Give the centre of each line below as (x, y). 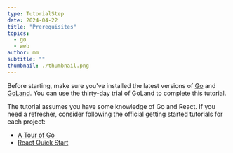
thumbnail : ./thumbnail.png (48, 66)
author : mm (23, 53)
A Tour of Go (36, 135)
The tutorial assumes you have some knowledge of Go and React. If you (111, 106)
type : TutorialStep (36, 14)
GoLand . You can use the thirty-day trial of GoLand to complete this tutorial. (117, 93)
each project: (26, 121)
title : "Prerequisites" (42, 27)
